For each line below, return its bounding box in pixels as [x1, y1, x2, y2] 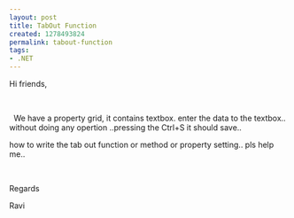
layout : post [9, 12, 58, 22]
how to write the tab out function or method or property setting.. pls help [9, 139, 275, 150]
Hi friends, [9, 79, 48, 89]
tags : [9, 46, 29, 55]
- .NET [9, 54, 34, 63]
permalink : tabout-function [9, 37, 113, 47]
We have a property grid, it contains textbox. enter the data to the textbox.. [12, 113, 286, 123]
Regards [9, 183, 40, 193]
